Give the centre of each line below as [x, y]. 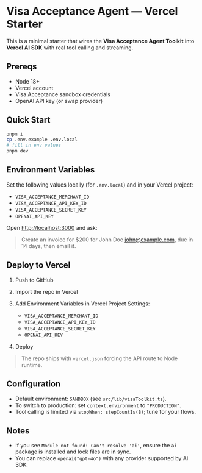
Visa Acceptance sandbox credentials [63, 94]
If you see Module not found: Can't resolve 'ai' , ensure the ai [96, 446]
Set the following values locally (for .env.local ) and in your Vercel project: [100, 185]
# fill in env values [34, 145]
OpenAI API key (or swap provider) [59, 101]
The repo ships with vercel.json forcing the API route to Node [99, 358]
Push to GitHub [34, 280]
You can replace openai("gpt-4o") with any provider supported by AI [102, 458]
